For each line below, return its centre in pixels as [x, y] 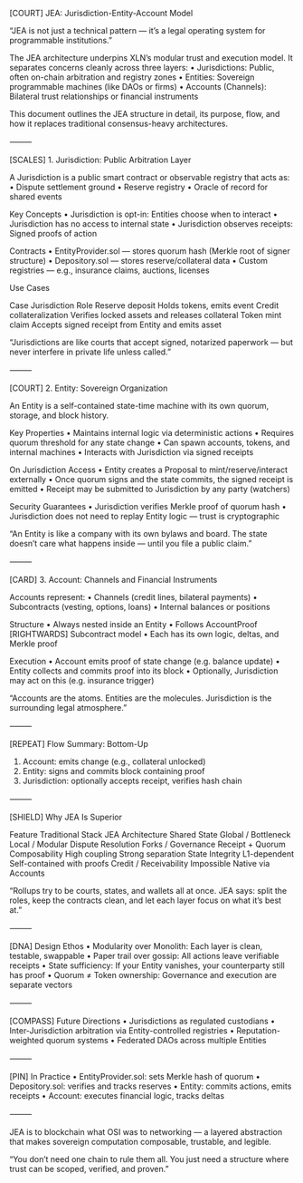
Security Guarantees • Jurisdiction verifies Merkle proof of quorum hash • [148, 506]
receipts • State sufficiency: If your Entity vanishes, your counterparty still [147, 965]
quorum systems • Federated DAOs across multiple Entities [156, 1040]
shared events [36, 197]
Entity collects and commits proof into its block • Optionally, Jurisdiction [144, 671]
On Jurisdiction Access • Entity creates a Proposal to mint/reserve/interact [148, 470]
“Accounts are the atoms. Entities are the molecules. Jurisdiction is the [141, 698]
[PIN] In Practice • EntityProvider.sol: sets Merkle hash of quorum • [135, 1076]
